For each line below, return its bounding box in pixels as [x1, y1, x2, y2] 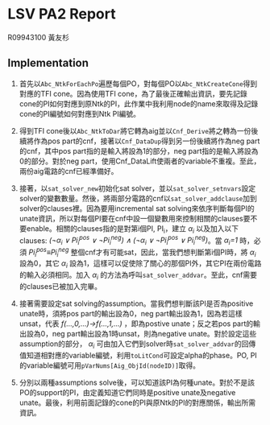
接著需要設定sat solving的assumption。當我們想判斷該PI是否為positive [19, 299, 254, 308]
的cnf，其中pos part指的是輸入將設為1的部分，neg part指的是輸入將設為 [19, 146, 259, 155]
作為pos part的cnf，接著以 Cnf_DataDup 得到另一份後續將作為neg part [33, 136, 260, 146]
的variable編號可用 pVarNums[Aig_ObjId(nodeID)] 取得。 [19, 360, 201, 370]
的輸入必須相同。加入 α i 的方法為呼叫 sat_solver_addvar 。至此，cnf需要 [19, 270, 257, 282]
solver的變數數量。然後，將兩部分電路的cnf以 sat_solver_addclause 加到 [19, 193, 257, 203]
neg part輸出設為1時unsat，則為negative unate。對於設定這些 [52, 329, 257, 339]
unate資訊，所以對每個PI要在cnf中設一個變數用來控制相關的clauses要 [19, 213, 251, 223]
